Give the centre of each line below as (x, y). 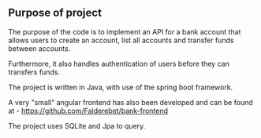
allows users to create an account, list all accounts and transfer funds (121, 40)
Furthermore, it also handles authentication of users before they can (119, 64)
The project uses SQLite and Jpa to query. (77, 125)
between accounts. (39, 48)
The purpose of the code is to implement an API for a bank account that (125, 31)
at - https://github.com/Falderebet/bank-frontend (88, 111)
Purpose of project (55, 13)
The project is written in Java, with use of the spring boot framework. (121, 87)
